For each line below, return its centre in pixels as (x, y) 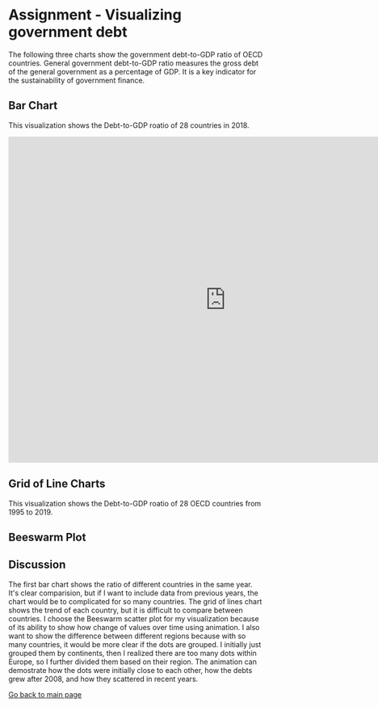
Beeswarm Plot (47, 537)
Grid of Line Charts (57, 484)
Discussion (37, 565)
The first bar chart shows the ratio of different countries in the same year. (130, 584)
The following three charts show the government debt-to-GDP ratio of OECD (136, 54)
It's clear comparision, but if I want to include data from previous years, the (133, 593)
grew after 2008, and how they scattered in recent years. (103, 679)
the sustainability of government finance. (77, 80)
